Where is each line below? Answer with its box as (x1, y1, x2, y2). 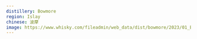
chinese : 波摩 (6, 19, 39, 25)
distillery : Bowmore (6, 8, 57, 14)
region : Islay (6, 14, 41, 19)
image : (6, 24, 22, 30)
